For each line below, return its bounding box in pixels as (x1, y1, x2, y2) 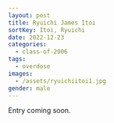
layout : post (8, 11, 51, 20)
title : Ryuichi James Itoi (8, 19, 96, 27)
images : (8, 70, 34, 78)
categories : (8, 41, 47, 49)
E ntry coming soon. (8, 106, 71, 115)
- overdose (15, 63, 51, 71)
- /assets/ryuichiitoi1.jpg (15, 77, 107, 85)
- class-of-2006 (15, 48, 68, 56)
